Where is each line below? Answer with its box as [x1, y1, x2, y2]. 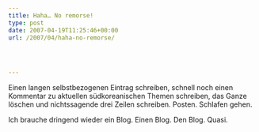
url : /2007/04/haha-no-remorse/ [8, 33, 115, 42]
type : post [8, 19, 44, 27]
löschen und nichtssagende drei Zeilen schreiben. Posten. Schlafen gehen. [8, 100, 253, 109]
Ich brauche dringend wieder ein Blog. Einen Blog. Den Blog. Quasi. [8, 115, 228, 125]
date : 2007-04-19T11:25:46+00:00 [8, 26, 119, 34]
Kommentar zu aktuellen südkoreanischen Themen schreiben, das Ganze [8, 92, 247, 101]
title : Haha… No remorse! [8, 11, 93, 20]
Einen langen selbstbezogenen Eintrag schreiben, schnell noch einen [8, 83, 234, 92]
